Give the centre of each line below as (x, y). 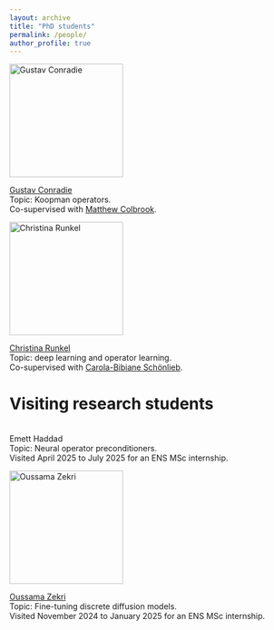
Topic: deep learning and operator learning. (91, 358)
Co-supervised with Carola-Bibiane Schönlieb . (96, 367)
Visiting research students (112, 404)
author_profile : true (50, 43)
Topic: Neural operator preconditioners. (83, 449)
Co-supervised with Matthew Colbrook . (83, 209)
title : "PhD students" (52, 26)
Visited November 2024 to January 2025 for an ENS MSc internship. (137, 616)
